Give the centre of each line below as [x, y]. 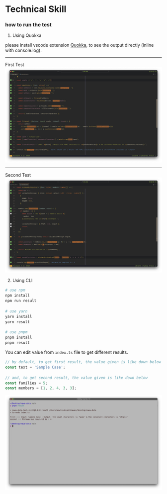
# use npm [15, 290]
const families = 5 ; [27, 383]
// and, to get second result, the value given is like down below [77, 378]
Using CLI [22, 281]
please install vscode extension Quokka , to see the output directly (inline [80, 45]
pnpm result [17, 343]
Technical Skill [36, 9]
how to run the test [28, 25]
